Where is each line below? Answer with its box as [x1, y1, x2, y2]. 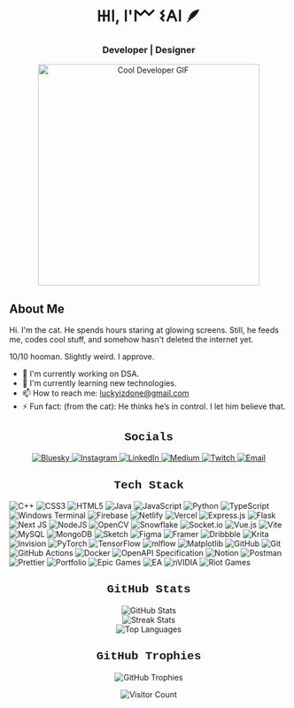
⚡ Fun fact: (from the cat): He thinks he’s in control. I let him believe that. [21, 401, 286, 412]
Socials [123, 430, 174, 444]
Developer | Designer [102, 44, 196, 57]
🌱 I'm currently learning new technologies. [21, 378, 177, 389]
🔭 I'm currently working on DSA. [21, 368, 140, 380]
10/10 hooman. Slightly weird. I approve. [9, 351, 155, 362]
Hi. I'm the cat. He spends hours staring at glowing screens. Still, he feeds [9, 325, 279, 335]
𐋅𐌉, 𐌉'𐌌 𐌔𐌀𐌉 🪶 [96, 6, 202, 27]
